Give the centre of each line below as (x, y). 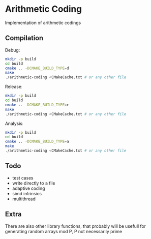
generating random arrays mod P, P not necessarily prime (63, 231)
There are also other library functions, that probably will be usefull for (75, 226)
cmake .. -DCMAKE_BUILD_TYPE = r (37, 105)
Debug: (13, 50)
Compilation (24, 38)
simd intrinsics (27, 193)
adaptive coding (29, 188)
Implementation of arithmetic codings (43, 23)
